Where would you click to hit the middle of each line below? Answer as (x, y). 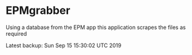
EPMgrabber (38, 11)
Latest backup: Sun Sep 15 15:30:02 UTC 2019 (64, 45)
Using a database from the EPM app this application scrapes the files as (96, 27)
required (16, 33)
